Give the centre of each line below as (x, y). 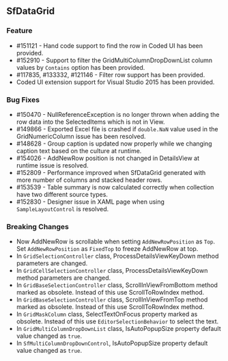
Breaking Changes (38, 226)
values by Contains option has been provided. (81, 67)
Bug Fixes (23, 100)
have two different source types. (62, 194)
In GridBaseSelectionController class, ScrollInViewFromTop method (112, 299)
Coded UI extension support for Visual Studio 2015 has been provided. (115, 82)
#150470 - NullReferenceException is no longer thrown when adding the (118, 114)
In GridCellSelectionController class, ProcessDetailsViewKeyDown (112, 271)
